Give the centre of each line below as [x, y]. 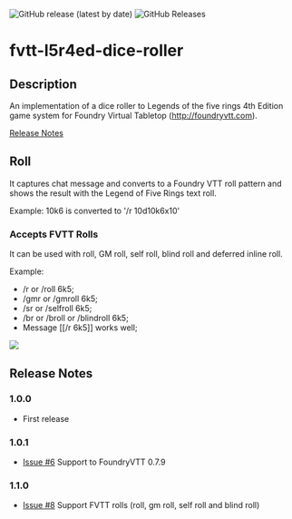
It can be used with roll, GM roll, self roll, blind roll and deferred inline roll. [146, 254]
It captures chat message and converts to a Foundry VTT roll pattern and [146, 183]
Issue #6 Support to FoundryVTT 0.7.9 [94, 462]
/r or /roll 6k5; [48, 289]
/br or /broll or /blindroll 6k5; [75, 318]
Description [43, 84]
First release [46, 418]
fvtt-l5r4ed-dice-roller [97, 51]
